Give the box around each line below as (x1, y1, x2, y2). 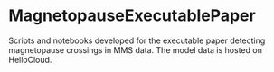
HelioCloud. (8, 54, 52, 65)
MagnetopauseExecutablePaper (8, 5, 256, 26)
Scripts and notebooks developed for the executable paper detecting (8, 35, 266, 46)
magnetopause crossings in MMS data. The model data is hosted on (8, 44, 263, 55)
